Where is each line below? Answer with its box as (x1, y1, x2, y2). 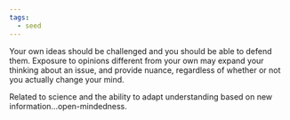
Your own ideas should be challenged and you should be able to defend (9, 45, 273, 56)
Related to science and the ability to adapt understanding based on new (9, 91, 273, 102)
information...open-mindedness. (9, 100, 127, 111)
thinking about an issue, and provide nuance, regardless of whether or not (9, 64, 281, 76)
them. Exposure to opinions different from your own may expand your (9, 55, 264, 66)
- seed (17, 21, 42, 30)
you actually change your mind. (9, 74, 125, 84)
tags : (9, 12, 29, 22)
